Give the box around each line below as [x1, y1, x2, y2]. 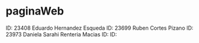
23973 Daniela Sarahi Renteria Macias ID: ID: [5, 30, 117, 38]
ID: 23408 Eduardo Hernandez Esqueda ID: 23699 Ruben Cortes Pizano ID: [5, 24, 194, 31]
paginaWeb [5, 4, 64, 18]
